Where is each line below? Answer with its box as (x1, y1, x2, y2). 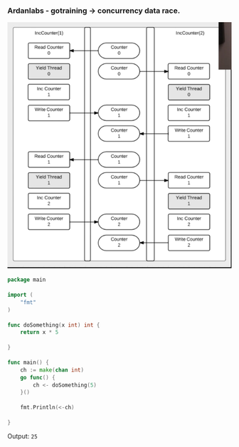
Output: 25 (7, 431, 38, 440)
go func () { (20, 374, 55, 381)
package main (7, 276, 46, 283)
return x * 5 (20, 329, 59, 336)
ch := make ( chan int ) (20, 366, 84, 374)
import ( (7, 291, 33, 299)
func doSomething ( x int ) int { (7, 321, 100, 329)
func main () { (7, 359, 50, 366)
